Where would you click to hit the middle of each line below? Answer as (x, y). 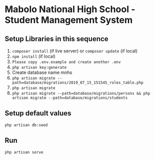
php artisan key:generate (39, 67)
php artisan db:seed (27, 125)
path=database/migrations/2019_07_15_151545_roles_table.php (78, 83)
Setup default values (38, 113)
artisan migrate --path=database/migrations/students (70, 98)
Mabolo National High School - (70, 9)
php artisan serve (24, 152)
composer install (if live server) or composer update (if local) (75, 51)
